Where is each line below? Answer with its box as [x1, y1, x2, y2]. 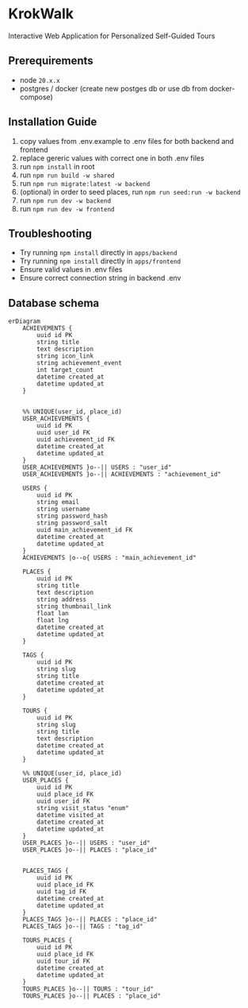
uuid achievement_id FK [36, 436, 115, 444]
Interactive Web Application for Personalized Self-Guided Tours [8, 31, 216, 41]
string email [36, 498, 80, 506]
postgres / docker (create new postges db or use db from [19, 83, 208, 93]
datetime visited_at [36, 812, 105, 820]
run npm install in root [19, 161, 95, 171]
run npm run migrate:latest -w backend [19, 178, 151, 188]
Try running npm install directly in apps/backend [19, 248, 177, 258]
